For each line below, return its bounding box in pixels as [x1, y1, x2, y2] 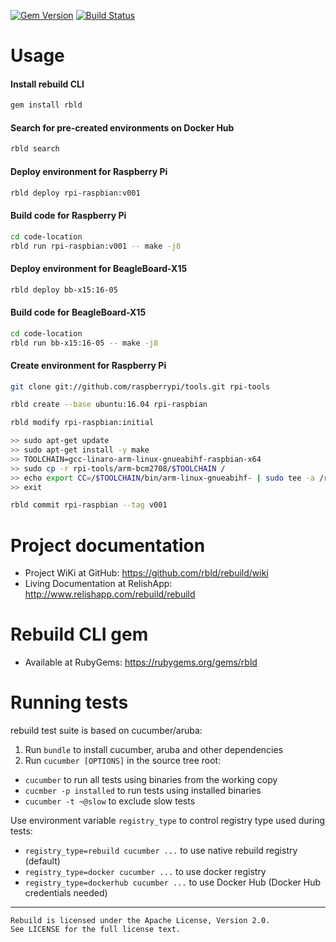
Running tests [10, 691, 129, 714]
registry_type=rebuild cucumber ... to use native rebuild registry [24, 845, 298, 857]
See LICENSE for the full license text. [10, 925, 182, 935]
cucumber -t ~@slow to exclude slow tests [24, 795, 196, 807]
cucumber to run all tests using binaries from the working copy [24, 774, 278, 786]
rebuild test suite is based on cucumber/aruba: [10, 725, 203, 737]
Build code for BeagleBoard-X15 [10, 306, 147, 319]
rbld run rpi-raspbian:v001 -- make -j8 [10, 241, 182, 251]
